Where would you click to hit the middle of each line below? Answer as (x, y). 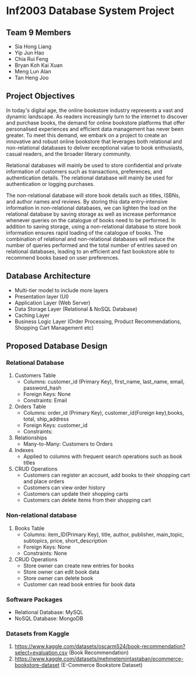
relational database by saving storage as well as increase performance (91, 214)
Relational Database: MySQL (49, 612)
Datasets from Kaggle (38, 634)
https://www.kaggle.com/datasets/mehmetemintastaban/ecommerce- (99, 659)
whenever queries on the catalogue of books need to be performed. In (91, 220)
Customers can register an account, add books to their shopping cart (106, 475)
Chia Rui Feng (31, 59)
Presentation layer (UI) (42, 296)
